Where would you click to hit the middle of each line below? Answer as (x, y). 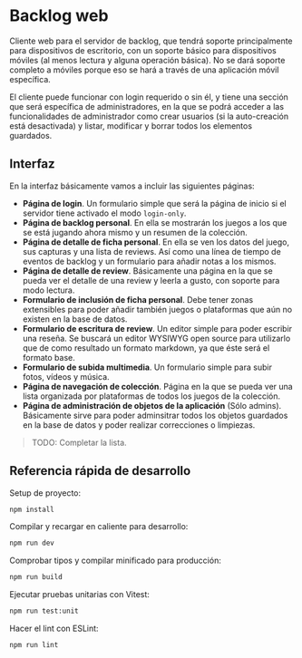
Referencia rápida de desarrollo (100, 471)
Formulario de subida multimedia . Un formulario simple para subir (147, 367)
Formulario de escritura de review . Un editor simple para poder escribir (157, 328)
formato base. (49, 357)
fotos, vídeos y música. (66, 376)
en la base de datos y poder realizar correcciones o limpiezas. (139, 425)
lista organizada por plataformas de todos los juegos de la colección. (151, 396)
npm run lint (34, 645)
